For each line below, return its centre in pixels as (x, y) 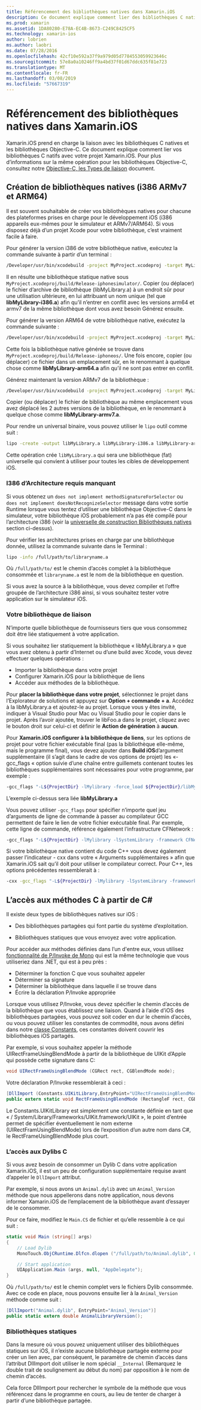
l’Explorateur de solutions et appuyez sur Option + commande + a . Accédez (100, 700)
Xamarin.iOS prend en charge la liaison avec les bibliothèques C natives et (98, 143)
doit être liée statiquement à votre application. (63, 634)
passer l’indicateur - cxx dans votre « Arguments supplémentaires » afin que (100, 858)
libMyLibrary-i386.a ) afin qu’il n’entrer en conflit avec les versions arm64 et (100, 302)
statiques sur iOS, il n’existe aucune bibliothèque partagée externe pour (95, 1351)
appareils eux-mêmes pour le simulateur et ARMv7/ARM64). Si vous (90, 224)
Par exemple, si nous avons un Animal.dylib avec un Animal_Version (91, 1189)
